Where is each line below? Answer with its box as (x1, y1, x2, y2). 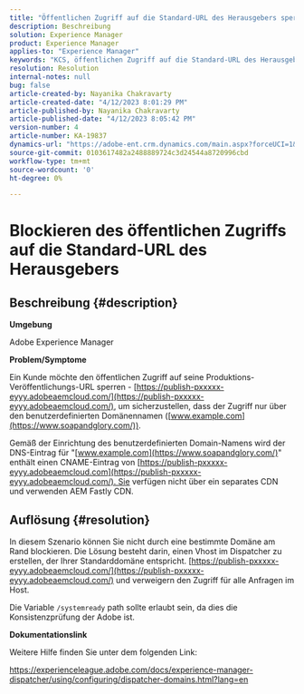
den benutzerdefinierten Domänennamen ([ (9, 410, 172, 422)
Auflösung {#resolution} (9, 512, 151, 527)
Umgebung (9, 319, 52, 330)
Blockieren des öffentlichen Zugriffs (9, 220, 287, 241)
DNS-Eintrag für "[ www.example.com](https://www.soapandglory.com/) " (9, 447, 282, 458)
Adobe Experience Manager (9, 337, 115, 347)
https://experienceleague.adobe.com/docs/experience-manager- (9, 664, 253, 676)
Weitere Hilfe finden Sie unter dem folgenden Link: (9, 647, 197, 658)
